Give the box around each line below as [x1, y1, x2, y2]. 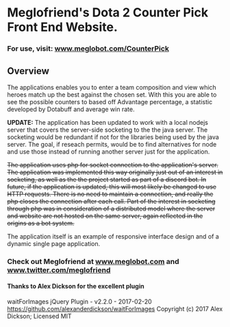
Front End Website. [7, 19, 118, 35]
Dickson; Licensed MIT [7, 312, 72, 320]
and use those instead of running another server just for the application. [7, 147, 210, 156]
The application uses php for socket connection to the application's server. [7, 160, 219, 169]
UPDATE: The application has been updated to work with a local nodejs [7, 118, 209, 126]
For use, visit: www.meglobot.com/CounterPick [7, 44, 170, 53]
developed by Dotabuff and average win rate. [7, 105, 135, 113]
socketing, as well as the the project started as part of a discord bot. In [7, 175, 207, 183]
